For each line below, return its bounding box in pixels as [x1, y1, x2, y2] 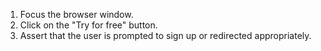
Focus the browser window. [19, 9, 134, 20]
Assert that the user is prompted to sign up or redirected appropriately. [19, 30, 312, 41]
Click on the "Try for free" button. [19, 19, 158, 31]
